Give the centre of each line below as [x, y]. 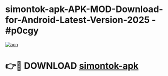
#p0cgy [22, 31]
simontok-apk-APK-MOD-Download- [84, 9]
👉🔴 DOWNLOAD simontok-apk [72, 66]
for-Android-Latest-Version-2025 [77, 20]
